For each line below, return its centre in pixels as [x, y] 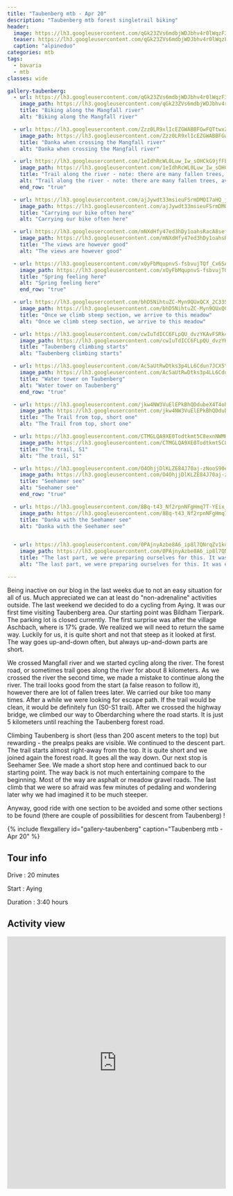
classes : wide [28, 78]
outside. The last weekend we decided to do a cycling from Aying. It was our [116, 605]
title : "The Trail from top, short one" [79, 417]
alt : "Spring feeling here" [60, 283]
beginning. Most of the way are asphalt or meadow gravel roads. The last [112, 779]
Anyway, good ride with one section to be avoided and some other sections [115, 808]
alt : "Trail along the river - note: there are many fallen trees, [119, 181]
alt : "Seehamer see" [49, 488]
